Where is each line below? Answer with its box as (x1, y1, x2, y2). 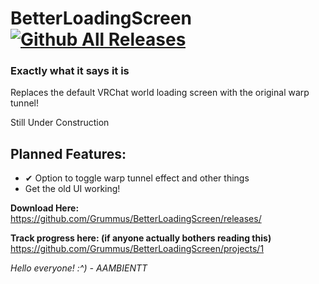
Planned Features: (10, 145, 127, 162)
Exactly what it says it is (10, 64, 130, 78)
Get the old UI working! (24, 183, 121, 195)
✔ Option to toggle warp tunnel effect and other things (24, 172, 250, 184)
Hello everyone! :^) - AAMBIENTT (10, 262, 148, 274)
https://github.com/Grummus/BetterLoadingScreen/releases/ (10, 213, 262, 225)
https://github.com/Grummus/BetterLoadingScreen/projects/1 (10, 243, 265, 255)
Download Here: (10, 202, 80, 214)
